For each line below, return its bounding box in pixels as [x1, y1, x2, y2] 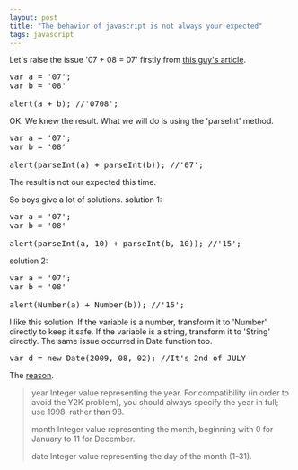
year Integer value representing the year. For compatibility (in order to [31, 387, 290, 398]
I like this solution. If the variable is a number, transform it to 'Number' [9, 316, 267, 328]
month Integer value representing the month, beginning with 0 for [31, 424, 274, 435]
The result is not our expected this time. [9, 177, 157, 188]
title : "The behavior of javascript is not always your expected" [9, 22, 263, 31]
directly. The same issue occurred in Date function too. [9, 336, 213, 347]
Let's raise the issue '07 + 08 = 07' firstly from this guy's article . [9, 55, 247, 66]
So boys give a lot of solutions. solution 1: [9, 194, 162, 205]
